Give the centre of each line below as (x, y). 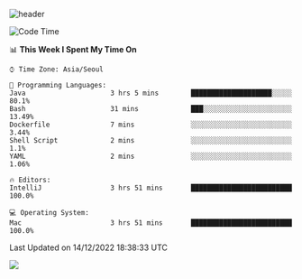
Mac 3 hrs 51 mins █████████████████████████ (151, 223)
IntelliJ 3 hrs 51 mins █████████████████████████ (151, 188)
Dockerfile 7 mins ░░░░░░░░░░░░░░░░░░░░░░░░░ (151, 125)
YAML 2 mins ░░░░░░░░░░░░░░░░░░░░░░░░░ (151, 156)
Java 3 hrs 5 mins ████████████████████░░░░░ (151, 93)
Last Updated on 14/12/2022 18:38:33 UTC (89, 247)
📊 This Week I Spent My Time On (73, 49)
